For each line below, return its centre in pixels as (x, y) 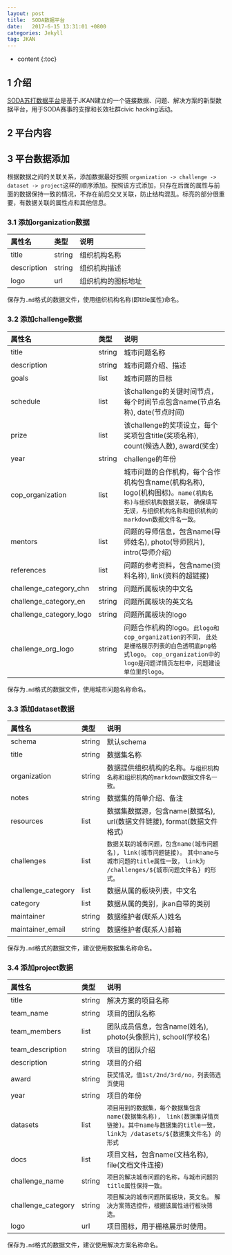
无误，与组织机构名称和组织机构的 (171, 511)
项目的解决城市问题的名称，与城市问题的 (163, 1177)
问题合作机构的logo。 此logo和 (172, 627)
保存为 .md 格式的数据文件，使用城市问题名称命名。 (78, 689)
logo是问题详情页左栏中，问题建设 (172, 663)
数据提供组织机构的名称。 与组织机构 (163, 768)
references (28, 570)
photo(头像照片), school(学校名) (158, 1037)
